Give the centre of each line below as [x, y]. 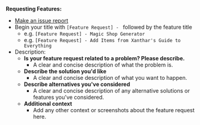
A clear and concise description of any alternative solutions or [111, 91]
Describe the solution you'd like [65, 71]
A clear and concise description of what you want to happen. [110, 78]
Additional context [48, 104]
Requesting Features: [34, 9]
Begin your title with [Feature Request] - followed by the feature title [103, 27]
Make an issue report [41, 20]
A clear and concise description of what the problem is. [103, 65]
